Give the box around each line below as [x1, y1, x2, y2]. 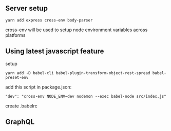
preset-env [5, 75, 29, 80]
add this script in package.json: [5, 84, 72, 90]
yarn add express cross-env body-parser [5, 17, 93, 23]
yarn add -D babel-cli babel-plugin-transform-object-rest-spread [5, 70, 150, 76]
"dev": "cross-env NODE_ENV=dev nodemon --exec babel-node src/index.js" [5, 94, 167, 99]
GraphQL [5, 118, 35, 126]
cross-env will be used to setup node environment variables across [5, 27, 148, 33]
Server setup [5, 4, 48, 13]
